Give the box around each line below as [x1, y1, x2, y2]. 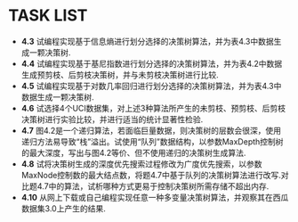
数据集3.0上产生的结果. [20, 202, 106, 214]
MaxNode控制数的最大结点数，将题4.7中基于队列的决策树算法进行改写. [20, 169, 281, 180]
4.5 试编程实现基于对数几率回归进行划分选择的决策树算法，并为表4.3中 [20, 80, 282, 91]
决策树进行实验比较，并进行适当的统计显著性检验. [20, 113, 204, 125]
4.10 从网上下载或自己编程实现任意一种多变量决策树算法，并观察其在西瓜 [20, 192, 289, 202]
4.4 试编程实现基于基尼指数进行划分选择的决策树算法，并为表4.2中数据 [20, 58, 283, 69]
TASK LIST [8, 5, 88, 26]
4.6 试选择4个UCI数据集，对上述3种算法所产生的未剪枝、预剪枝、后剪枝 [20, 103, 286, 113]
